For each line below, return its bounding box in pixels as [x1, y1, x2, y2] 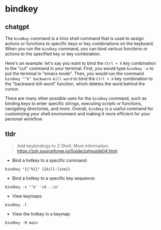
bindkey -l [5, 202, 27, 207]
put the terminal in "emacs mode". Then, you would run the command [5, 71, 144, 76]
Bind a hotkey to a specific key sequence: [12, 175, 96, 181]
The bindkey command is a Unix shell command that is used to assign [5, 35, 144, 41]
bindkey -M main [5, 220, 38, 225]
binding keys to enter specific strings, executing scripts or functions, [5, 101, 142, 106]
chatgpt [5, 23, 30, 31]
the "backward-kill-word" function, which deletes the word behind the [5, 81, 145, 87]
